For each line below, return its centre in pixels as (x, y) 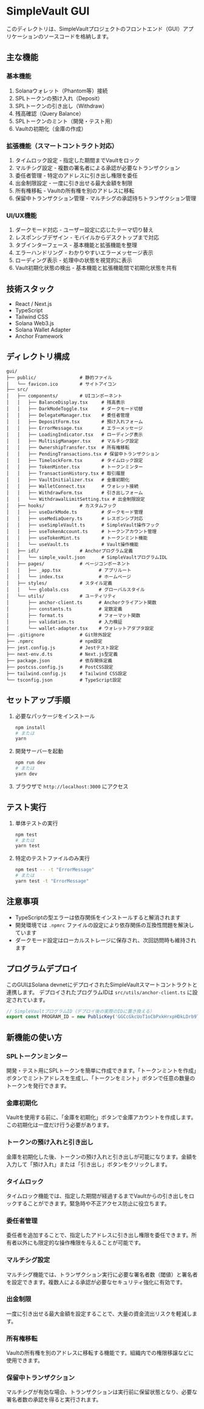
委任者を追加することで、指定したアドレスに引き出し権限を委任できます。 (99, 1235)
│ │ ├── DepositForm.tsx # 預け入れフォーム (75, 422)
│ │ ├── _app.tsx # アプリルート (69, 570)
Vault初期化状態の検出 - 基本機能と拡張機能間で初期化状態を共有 (96, 268)
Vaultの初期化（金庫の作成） (51, 128)
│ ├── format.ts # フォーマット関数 (73, 615)
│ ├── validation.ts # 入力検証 (64, 622)
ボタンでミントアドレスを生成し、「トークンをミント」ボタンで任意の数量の (101, 1078)
